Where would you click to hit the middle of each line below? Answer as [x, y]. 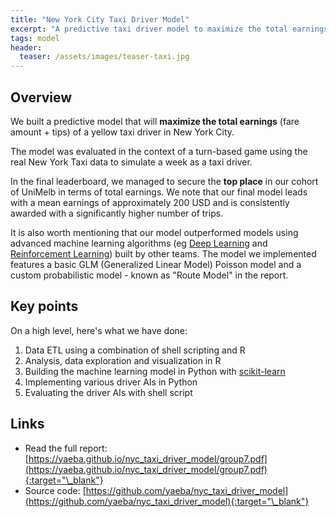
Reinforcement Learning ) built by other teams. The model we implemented [163, 253]
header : [26, 47]
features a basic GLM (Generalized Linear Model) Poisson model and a [156, 264]
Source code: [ [55, 490]
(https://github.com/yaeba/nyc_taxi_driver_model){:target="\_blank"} [167, 501]
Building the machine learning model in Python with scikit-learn [155, 371]
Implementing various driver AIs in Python [111, 382]
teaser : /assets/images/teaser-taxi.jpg [104, 57]
